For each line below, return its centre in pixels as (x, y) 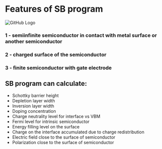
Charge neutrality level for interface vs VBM (56, 116)
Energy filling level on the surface (46, 126)
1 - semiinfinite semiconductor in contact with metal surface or (81, 35)
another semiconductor (34, 41)
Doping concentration (34, 111)
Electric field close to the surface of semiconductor (64, 137)
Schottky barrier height (35, 95)
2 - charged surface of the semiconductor (56, 54)
